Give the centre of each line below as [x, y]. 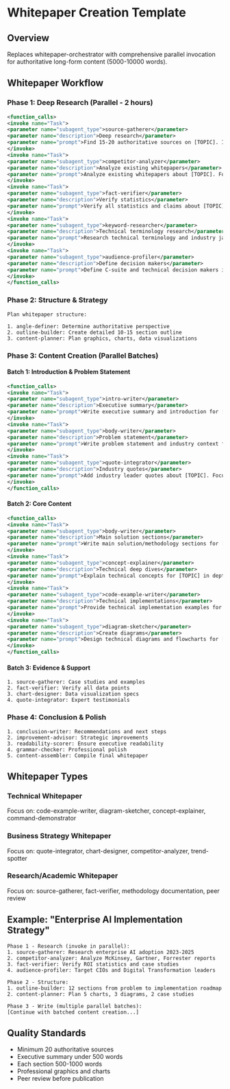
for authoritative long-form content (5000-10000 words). [87, 62]
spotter [17, 858]
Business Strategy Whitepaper [59, 836]
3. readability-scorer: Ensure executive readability [86, 744]
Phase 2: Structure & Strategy [57, 300]
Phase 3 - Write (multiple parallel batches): [75, 1006]
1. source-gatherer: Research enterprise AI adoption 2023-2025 [101, 952]
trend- [200, 851]
